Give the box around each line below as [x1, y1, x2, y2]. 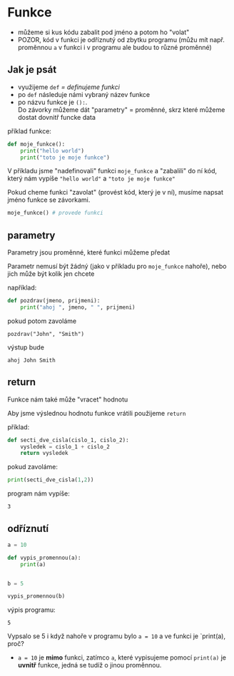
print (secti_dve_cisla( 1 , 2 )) [7, 476, 94, 483]
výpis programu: [7, 605, 56, 614]
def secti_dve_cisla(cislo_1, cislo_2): [7, 436, 130, 444]
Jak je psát [7, 63, 57, 76]
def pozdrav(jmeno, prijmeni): [7, 297, 101, 304]
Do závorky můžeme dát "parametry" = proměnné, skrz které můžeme [17, 105, 225, 114]
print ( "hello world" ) [20, 147, 84, 154]
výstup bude [7, 343, 45, 352]
